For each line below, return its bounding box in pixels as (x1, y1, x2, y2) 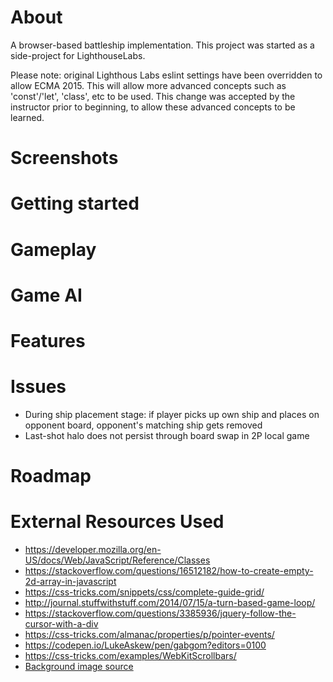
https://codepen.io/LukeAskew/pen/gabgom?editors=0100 (24, 639, 267, 651)
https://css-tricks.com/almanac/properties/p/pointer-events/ (24, 628, 275, 640)
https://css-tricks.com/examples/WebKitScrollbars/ (24, 649, 237, 661)
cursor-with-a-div (24, 617, 99, 630)
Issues (10, 376, 67, 398)
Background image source (24, 660, 134, 672)
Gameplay (10, 238, 97, 261)
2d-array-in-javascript (24, 575, 117, 587)
